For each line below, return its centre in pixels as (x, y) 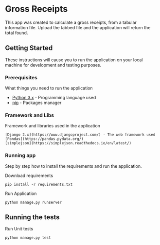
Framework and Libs (30, 115)
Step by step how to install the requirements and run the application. (73, 166)
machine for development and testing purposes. (53, 65)
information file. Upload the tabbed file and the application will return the (78, 27)
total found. (17, 33)
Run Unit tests (19, 229)
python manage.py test (28, 238)
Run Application (21, 193)
